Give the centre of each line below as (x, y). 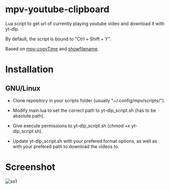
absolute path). (29, 115)
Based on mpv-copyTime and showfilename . (52, 49)
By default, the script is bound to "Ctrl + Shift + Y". (58, 39)
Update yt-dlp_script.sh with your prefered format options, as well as (85, 141)
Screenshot (30, 167)
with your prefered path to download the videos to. (66, 146)
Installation (30, 69)
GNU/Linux (23, 88)
